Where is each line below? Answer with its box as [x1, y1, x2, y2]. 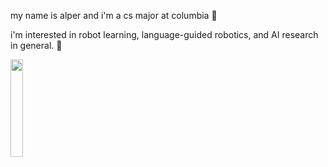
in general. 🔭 [10, 40, 63, 51]
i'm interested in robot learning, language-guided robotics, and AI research [10, 29, 319, 40]
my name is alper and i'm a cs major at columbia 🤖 [10, 10, 218, 21]
